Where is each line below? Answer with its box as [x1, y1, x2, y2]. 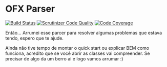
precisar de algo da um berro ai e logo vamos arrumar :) [5, 55, 123, 61]
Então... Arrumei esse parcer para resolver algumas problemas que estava [5, 29, 162, 36]
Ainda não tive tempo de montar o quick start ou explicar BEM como [5, 45, 150, 51]
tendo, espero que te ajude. [5, 35, 64, 41]
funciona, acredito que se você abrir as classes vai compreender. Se [5, 50, 150, 56]
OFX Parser [5, 3, 55, 15]
